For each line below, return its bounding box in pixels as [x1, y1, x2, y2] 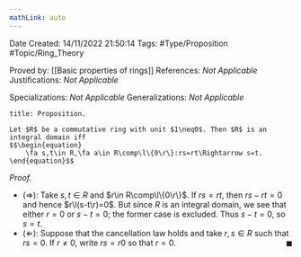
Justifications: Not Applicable [9, 74, 119, 85]
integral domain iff [9, 132, 87, 142]
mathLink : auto [9, 13, 66, 22]
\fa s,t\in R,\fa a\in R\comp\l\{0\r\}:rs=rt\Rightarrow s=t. [25, 148, 263, 157]
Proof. [9, 172, 32, 182]
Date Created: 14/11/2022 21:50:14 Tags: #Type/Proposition [9, 38, 229, 49]
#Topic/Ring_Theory [9, 47, 84, 58]
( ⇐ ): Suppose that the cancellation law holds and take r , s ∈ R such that [22, 227, 289, 238]
